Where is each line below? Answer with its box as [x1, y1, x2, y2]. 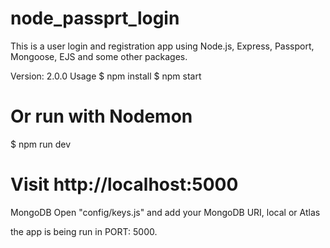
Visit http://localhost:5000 [10, 173, 239, 196]
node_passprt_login [10, 7, 180, 30]
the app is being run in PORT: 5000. [10, 225, 158, 237]
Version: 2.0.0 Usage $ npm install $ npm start [10, 70, 202, 82]
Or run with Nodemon [10, 105, 193, 128]
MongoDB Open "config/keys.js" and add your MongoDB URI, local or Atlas [10, 206, 321, 218]
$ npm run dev [10, 138, 72, 150]
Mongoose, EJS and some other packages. [10, 50, 188, 62]
